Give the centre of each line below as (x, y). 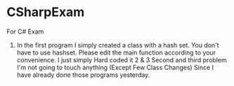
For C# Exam (25, 31)
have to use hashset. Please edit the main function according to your (116, 52)
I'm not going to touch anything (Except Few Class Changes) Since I (115, 67)
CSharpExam (46, 12)
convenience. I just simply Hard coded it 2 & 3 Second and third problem (122, 59)
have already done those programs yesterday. (83, 75)
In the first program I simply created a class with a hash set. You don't (118, 45)
